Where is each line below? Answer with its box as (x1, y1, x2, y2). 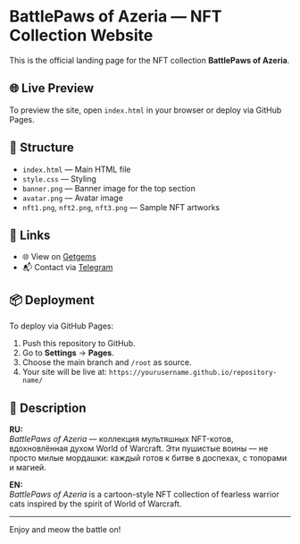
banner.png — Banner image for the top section (21, 183, 196, 193)
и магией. (9, 463, 46, 472)
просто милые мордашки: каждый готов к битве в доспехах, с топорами (9, 453, 287, 463)
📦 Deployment (9, 293, 96, 308)
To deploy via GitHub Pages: (9, 320, 114, 332)
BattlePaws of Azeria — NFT (9, 6, 222, 27)
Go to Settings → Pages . (21, 347, 114, 359)
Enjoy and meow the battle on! (9, 524, 121, 534)
